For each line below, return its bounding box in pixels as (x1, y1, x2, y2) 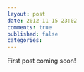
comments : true (7, 24, 52, 31)
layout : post (7, 10, 46, 18)
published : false (7, 30, 59, 38)
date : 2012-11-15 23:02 (7, 17, 78, 24)
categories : (7, 37, 42, 44)
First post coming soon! (7, 56, 76, 65)
